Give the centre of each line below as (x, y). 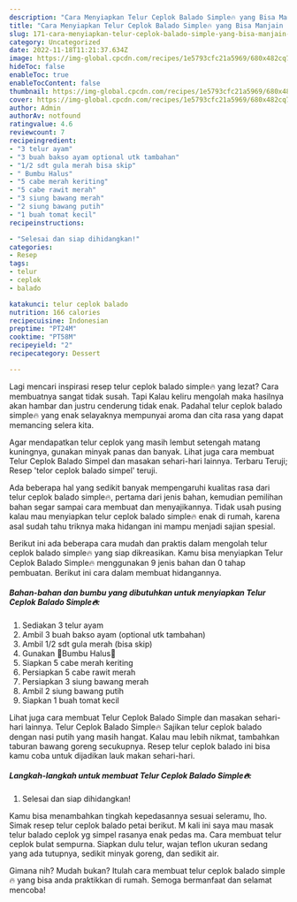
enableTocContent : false (55, 83)
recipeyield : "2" (41, 346)
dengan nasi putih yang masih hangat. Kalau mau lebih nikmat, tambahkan (145, 737)
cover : (21, 99)
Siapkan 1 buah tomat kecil (70, 700)
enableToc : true (39, 75)
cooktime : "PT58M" (43, 337)
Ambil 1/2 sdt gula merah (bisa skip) (87, 644)
